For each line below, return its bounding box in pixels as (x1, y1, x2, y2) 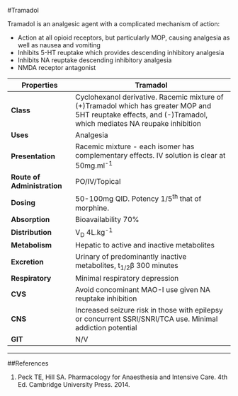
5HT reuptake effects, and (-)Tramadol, (75, 110, 208, 120)
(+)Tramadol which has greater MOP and (75, 101, 211, 110)
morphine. (75, 203, 110, 213)
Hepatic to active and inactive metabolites (75, 240, 215, 250)
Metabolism (11, 240, 52, 250)
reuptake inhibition (75, 293, 137, 303)
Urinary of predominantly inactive (75, 252, 187, 262)
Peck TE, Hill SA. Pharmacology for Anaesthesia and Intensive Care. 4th (17, 373, 228, 381)
